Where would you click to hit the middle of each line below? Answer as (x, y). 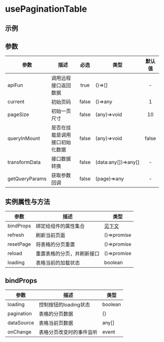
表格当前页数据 (56, 323)
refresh (16, 235)
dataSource (21, 323)
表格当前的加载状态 (58, 263)
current (16, 102)
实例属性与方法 (28, 202)
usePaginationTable (46, 9)
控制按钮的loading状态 (64, 305)
